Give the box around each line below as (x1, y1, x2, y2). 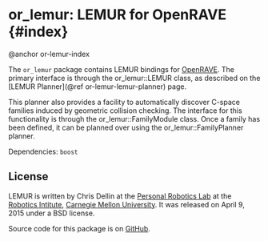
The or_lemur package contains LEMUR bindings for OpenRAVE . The (8, 64, 234, 74)
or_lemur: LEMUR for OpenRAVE (8, 6, 226, 24)
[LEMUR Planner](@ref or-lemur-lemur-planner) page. (8, 82, 186, 91)
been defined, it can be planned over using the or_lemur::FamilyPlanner (8, 123, 244, 132)
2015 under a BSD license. (8, 208, 95, 218)
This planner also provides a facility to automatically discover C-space (8, 97, 240, 106)
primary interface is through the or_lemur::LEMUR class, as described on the (8, 73, 261, 82)
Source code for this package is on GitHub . (8, 223, 150, 233)
